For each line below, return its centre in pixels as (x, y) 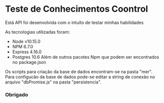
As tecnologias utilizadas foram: (38, 32)
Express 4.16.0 (27, 52)
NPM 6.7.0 (23, 46)
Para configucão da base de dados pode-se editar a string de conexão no (80, 77)
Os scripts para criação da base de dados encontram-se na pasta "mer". (79, 71)
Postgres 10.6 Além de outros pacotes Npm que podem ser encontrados (85, 57)
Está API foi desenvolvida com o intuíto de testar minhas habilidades (74, 22)
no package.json (29, 62)
